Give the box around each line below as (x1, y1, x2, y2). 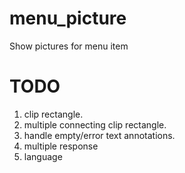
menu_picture (9, 7, 127, 30)
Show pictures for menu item (9, 40, 129, 52)
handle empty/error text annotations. (23, 129, 176, 141)
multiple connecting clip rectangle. (23, 118, 167, 131)
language (23, 150, 63, 162)
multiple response (23, 140, 99, 152)
